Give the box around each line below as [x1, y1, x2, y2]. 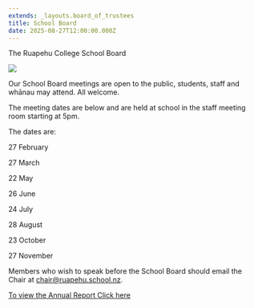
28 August [8, 220, 42, 230]
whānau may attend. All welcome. [8, 87, 120, 97]
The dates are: [8, 127, 56, 137]
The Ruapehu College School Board [8, 49, 127, 58]
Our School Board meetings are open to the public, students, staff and [8, 79, 240, 89]
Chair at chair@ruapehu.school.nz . [8, 275, 123, 285]
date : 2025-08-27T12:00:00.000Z [8, 26, 116, 34]
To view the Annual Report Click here [8, 290, 131, 300]
